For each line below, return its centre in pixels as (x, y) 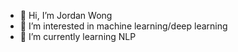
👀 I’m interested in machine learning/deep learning (123, 26)
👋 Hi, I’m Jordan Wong (66, 15)
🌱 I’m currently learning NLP (78, 36)
